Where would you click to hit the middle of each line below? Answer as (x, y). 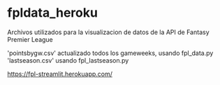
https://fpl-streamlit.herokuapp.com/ (60, 74)
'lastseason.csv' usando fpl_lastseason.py (68, 60)
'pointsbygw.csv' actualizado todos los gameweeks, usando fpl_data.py (110, 53)
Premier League (30, 39)
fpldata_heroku (52, 13)
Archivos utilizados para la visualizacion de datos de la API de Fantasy (108, 32)
